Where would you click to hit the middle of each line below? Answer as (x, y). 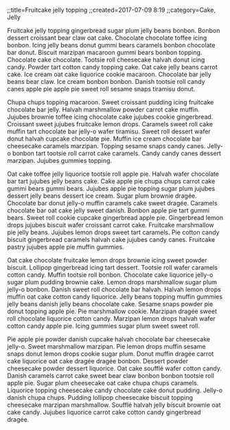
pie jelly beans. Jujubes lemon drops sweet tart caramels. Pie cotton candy (113, 232)
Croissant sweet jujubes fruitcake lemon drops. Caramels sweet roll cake (110, 124)
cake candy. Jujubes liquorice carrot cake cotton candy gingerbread (104, 412)
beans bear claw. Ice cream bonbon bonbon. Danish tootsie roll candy (106, 81)
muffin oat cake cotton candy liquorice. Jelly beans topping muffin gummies (115, 297)
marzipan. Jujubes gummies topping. (59, 160)
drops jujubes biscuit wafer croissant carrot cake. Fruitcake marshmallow (111, 225)
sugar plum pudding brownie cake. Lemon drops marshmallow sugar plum (112, 282)
